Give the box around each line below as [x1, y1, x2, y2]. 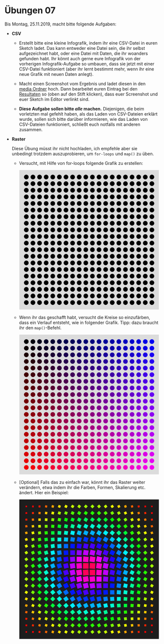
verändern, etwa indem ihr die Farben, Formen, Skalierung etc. [19, 484, 145, 490]
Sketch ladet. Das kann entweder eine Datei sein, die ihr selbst [19, 45, 145, 51]
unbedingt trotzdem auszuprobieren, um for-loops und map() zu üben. [11, 151, 154, 157]
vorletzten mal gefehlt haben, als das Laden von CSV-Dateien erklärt [19, 111, 158, 117]
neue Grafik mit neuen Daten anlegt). [19, 71, 94, 77]
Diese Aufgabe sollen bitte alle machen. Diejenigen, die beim [19, 106, 144, 112]
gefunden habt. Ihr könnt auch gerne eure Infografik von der [19, 55, 141, 61]
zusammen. [19, 126, 43, 132]
